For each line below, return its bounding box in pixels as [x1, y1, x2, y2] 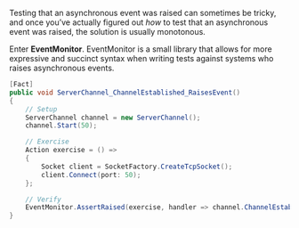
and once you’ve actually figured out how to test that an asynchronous [9, 17, 269, 28]
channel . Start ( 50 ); [25, 121, 98, 130]
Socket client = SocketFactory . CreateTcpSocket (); [41, 162, 233, 171]
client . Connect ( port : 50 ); [41, 170, 141, 179]
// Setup [25, 104, 58, 114]
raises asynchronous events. [9, 62, 115, 73]
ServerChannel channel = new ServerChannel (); [25, 113, 201, 122]
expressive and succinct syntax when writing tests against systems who [9, 53, 274, 63]
